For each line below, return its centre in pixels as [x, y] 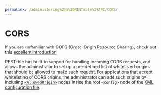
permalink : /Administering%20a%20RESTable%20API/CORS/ [62, 9]
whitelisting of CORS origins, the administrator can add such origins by [76, 77]
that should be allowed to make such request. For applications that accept [79, 72]
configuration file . [23, 87]
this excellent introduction [31, 52]
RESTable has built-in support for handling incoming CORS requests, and [78, 62]
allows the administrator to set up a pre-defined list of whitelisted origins [78, 66]
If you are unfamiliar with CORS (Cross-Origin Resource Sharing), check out [81, 47]
